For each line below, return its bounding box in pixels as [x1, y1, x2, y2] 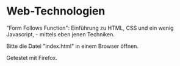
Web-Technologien [6, 4, 106, 18]
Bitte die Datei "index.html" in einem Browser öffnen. [6, 42, 139, 50]
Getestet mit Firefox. [6, 54, 58, 61]
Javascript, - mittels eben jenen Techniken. [6, 30, 115, 38]
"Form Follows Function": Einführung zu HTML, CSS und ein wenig [6, 24, 174, 31]
